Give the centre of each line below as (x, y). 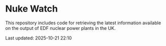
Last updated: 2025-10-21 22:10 (39, 38)
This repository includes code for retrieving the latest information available (83, 23)
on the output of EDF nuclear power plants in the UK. (60, 28)
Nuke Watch (32, 9)
